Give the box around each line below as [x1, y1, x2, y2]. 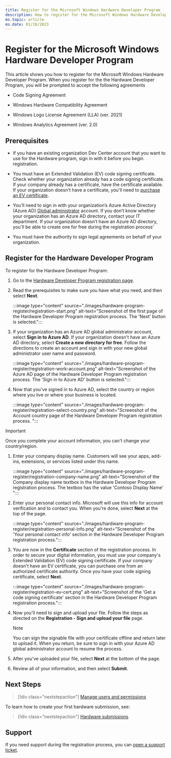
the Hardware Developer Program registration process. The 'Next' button [12, 313, 166, 319]
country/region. [5, 443, 38, 449]
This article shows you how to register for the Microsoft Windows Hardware [5, 71, 164, 77]
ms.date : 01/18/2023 [5, 21, 49, 27]
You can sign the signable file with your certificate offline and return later [12, 635, 166, 641]
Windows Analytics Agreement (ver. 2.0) [12, 122, 98, 128]
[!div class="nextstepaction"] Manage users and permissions [17, 694, 147, 700]
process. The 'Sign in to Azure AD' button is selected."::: [12, 376, 131, 382]
